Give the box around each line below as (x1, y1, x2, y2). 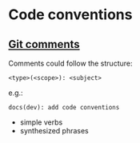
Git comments (8, 38, 80, 51)
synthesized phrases (19, 126, 90, 135)
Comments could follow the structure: (8, 58, 133, 68)
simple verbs (19, 117, 63, 127)
